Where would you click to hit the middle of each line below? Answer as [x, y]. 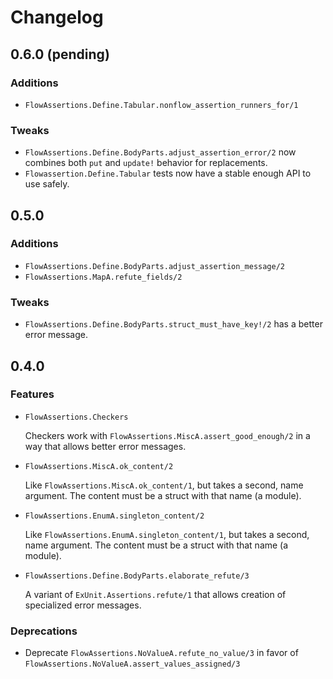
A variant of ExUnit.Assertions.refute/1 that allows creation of [155, 594]
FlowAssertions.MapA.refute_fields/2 [103, 277]
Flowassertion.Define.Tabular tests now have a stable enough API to [168, 173]
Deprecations [44, 631]
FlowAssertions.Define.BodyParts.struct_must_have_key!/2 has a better [173, 324]
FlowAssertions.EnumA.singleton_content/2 [114, 516]
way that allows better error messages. [105, 446]
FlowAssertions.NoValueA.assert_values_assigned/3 [132, 664]
